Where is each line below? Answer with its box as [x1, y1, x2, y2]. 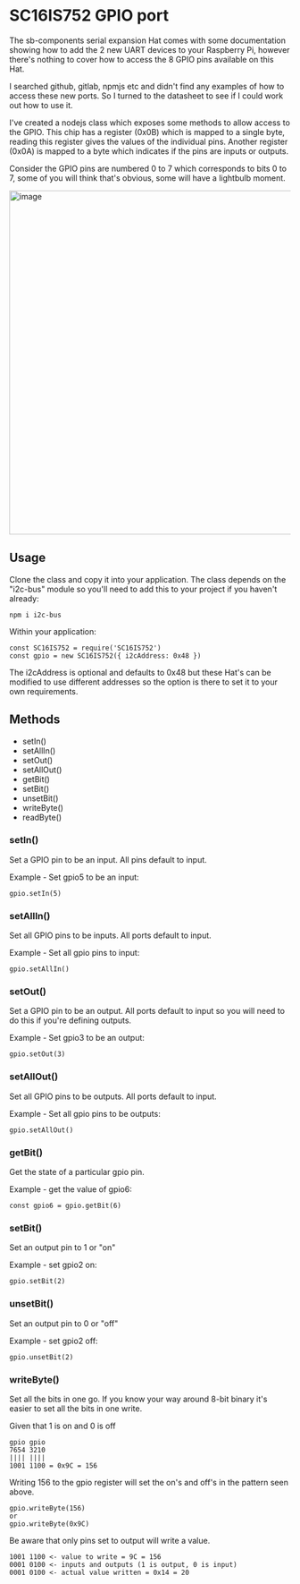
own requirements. [9, 686, 79, 696]
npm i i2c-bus [9, 610, 62, 619]
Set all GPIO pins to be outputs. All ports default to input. [9, 1091, 217, 1102]
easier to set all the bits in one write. [9, 1402, 143, 1414]
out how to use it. [9, 99, 73, 110]
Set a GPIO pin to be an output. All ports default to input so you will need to [9, 1006, 286, 1017]
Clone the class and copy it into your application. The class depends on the [9, 574, 287, 584]
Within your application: [9, 626, 96, 636]
